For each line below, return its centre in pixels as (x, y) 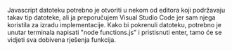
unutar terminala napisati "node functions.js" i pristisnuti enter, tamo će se (115, 32)
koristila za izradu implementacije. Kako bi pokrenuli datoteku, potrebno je (114, 25)
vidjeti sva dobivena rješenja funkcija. (62, 40)
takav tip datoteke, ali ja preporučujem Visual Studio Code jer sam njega (111, 17)
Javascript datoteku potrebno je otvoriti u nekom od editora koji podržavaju (116, 10)
